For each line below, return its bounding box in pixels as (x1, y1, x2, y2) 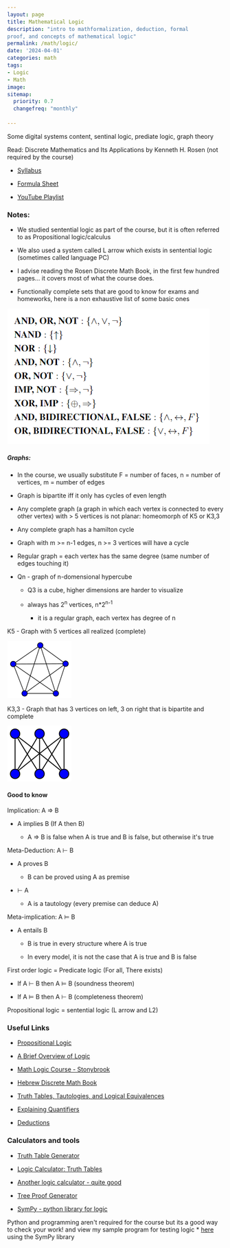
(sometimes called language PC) (16, 254, 110, 262)
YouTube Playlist (16, 192, 64, 201)
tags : (7, 62, 23, 69)
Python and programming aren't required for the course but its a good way (7, 1218, 218, 1226)
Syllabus (16, 166, 42, 175)
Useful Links (7, 1023, 50, 1032)
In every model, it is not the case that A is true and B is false (27, 952, 197, 961)
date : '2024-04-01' (7, 47, 63, 54)
